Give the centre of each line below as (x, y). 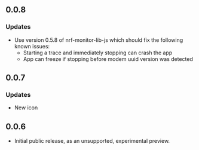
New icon (26, 108)
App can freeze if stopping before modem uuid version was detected (108, 59)
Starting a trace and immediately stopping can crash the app (98, 53)
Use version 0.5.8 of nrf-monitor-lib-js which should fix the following (99, 40)
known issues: (32, 46)
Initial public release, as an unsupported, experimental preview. (92, 141)
